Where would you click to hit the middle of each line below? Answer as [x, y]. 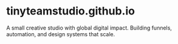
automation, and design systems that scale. [61, 34]
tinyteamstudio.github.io [71, 11]
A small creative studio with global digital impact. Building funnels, [89, 28]
